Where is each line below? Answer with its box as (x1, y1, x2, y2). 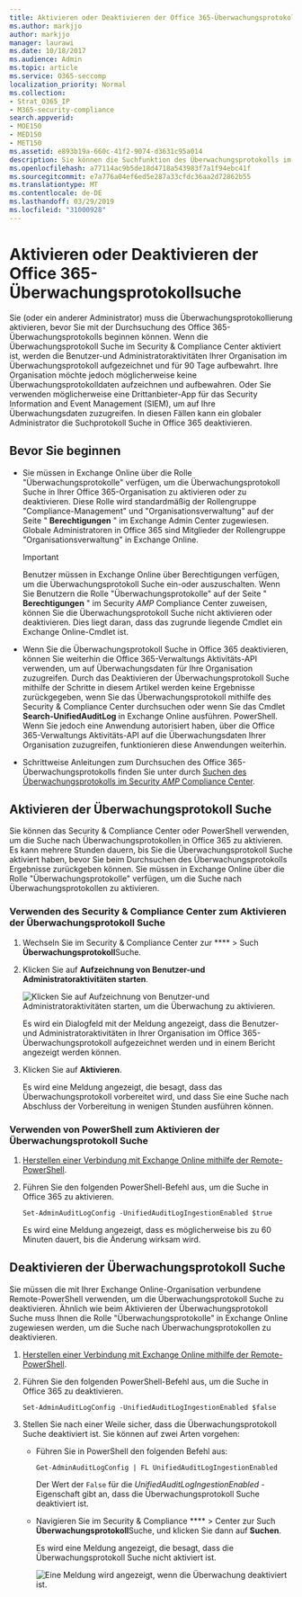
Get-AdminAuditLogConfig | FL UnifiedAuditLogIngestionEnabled (35, 1463, 279, 1472)
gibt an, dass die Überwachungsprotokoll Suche (82, 1488, 261, 1499)
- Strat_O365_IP (9, 96, 70, 106)
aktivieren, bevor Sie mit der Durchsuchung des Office (9, 321, 211, 333)
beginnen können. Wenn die (104, 331, 209, 342)
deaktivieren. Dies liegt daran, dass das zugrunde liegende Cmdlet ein (22, 617, 283, 628)
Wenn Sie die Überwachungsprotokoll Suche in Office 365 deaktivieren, (22, 644, 289, 655)
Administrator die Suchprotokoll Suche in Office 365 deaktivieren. (9, 417, 253, 428)
